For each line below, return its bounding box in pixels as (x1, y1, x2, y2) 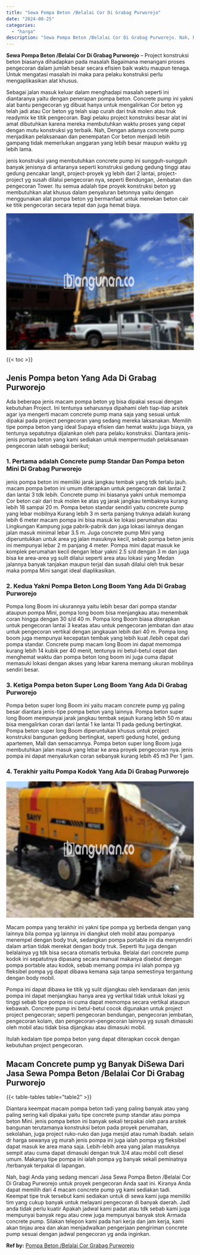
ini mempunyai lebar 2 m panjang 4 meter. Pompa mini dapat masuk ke (6, 541, 180, 549)
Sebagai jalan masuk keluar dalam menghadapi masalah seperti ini (6, 89, 170, 96)
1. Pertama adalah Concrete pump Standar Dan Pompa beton (6, 457, 185, 466)
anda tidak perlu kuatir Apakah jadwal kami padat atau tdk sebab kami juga (6, 1205, 190, 1212)
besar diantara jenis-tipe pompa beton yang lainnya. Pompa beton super (6, 708, 184, 715)
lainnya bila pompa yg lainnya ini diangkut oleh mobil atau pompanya (6, 930, 175, 938)
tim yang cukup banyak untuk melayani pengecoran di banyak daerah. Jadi (6, 1199, 190, 1206)
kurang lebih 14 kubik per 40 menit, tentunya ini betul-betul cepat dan (6, 647, 177, 655)
